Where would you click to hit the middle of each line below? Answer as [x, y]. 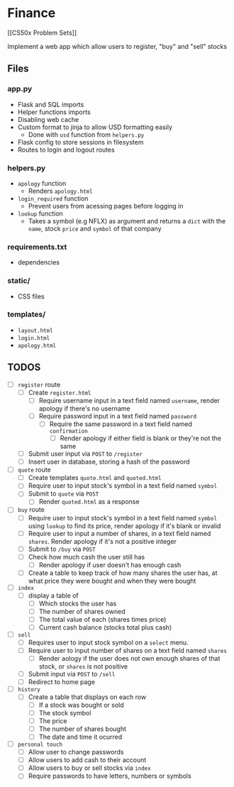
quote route [34, 470]
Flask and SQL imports [51, 104]
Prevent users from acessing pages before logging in [106, 206]
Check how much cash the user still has [87, 557]
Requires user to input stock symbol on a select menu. [108, 642]
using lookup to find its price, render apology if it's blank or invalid [124, 525]
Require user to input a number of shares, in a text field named [119, 533]
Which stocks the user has [78, 603]
